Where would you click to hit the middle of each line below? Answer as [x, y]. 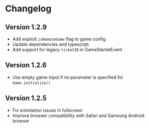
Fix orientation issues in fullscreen [47, 110]
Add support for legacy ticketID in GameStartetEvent [67, 50]
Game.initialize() [31, 83]
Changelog [28, 9]
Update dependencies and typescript [50, 44]
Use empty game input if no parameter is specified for [68, 77]
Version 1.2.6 [26, 65]
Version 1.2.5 [26, 98]
